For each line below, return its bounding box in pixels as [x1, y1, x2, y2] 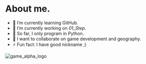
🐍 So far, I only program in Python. [12, 30, 84, 36]
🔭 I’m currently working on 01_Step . [12, 25, 86, 31]
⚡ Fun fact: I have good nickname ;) [12, 41, 87, 47]
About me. [5, 3, 51, 15]
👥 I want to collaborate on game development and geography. [12, 36, 141, 42]
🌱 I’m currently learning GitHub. [12, 20, 78, 26]
